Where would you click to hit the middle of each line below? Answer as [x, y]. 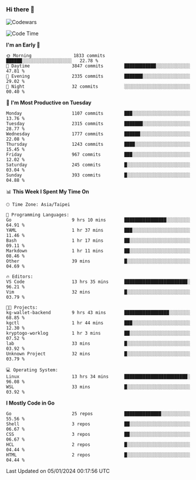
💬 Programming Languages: [38, 215]
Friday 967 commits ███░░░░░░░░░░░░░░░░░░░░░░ [98, 155]
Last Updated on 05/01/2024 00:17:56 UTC [58, 471]
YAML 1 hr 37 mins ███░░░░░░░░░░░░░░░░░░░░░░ [98, 231]
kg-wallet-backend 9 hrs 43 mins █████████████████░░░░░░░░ [98, 313]
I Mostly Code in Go [30, 403]
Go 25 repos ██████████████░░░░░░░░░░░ [98, 414]
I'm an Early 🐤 [23, 45]
